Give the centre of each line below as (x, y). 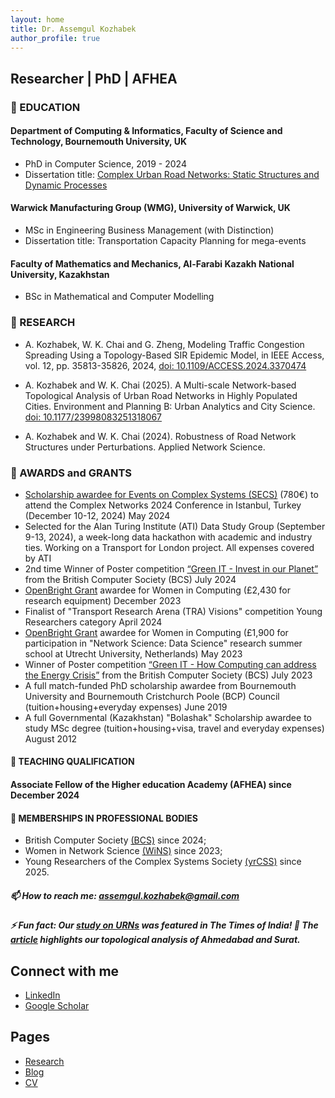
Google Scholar (57, 1006)
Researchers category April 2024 (93, 622)
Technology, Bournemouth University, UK (98, 142)
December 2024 (45, 795)
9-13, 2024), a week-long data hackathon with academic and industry (168, 537)
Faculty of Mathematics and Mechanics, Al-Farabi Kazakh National (152, 263)
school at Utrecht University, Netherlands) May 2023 (133, 653)
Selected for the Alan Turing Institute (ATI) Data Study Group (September (175, 526)
